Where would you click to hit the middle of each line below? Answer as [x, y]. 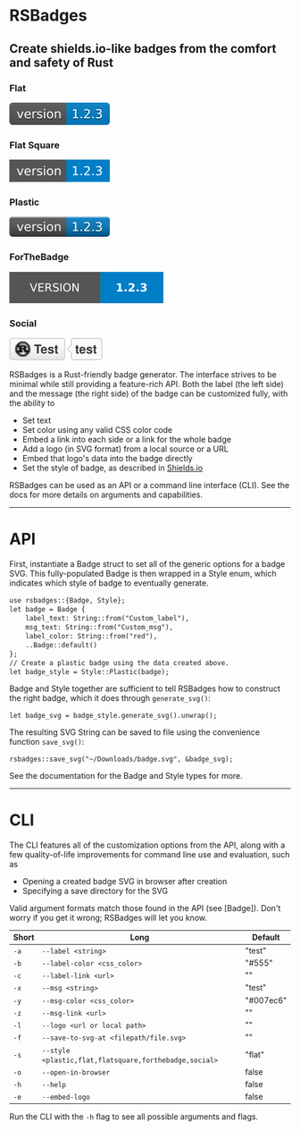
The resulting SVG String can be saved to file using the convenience [135, 732]
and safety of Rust [62, 62]
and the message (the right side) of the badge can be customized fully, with [149, 393]
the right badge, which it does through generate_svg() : [110, 698]
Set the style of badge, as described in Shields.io [112, 468]
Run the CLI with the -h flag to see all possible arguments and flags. [134, 1116]
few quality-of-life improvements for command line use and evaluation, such [150, 854]
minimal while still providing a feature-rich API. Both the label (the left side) [146, 384]
